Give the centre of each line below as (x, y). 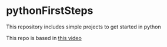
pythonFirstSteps (50, 11)
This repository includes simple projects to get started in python (83, 27)
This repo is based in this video (44, 38)
